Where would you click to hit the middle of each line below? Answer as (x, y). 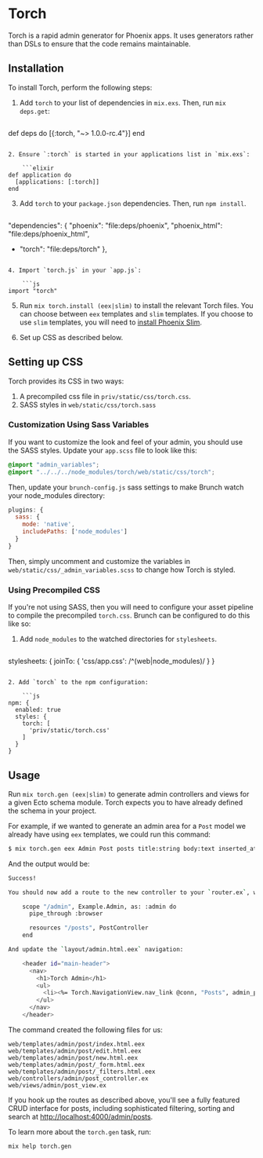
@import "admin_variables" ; (54, 464)
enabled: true (38, 710)
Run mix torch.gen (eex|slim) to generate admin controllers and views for (129, 793)
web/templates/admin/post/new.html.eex (73, 1057)
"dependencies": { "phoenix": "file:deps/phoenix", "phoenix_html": (115, 225)
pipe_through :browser (66, 914)
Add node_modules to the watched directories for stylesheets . (118, 639)
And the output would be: (49, 863)
